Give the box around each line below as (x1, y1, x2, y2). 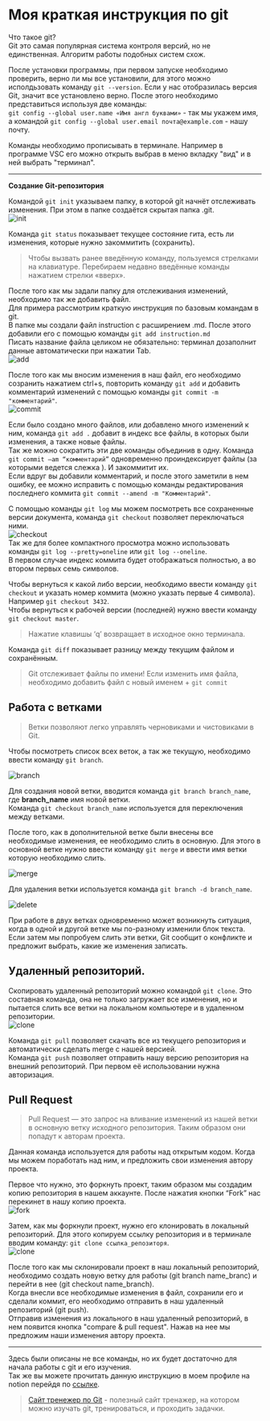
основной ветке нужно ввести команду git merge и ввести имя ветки (8, 844, 247, 854)
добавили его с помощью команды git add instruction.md (8, 328, 211, 338)
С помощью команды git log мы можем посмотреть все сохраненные (8, 503, 254, 513)
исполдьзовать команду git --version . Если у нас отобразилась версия (8, 82, 257, 92)
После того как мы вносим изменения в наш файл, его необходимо (8, 370, 241, 379)
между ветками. (8, 812, 65, 821)
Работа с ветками (8, 700, 103, 714)
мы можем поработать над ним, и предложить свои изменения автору (8, 1155, 253, 1165)
